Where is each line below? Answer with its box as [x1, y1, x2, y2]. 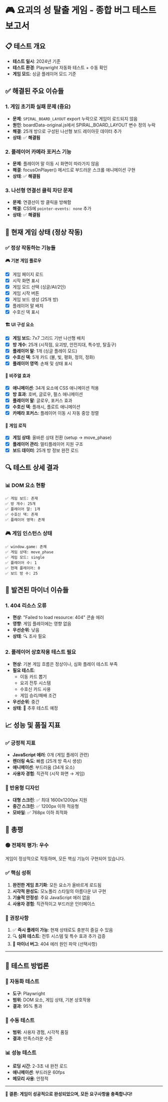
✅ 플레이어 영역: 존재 [5, 518, 45, 523]
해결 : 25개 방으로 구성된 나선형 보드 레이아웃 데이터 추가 [12, 128, 122, 134]
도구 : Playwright [12, 990, 45, 997]
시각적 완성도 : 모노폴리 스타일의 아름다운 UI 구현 [12, 888, 106, 894]
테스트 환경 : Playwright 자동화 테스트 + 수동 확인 [12, 65, 107, 70]
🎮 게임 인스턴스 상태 [5, 530, 52, 537]
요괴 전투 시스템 [19, 680, 51, 686]
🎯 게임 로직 [5, 422, 26, 428]
